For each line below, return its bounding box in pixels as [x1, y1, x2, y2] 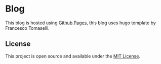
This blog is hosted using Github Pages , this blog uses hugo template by [5, 20, 156, 26]
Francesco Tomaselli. [5, 25, 50, 31]
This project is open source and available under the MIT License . [5, 53, 141, 59]
